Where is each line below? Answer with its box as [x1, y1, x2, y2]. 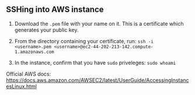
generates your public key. [14, 26, 79, 33]
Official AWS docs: [6, 70, 51, 78]
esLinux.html [6, 83, 37, 90]
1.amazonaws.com [14, 49, 54, 55]
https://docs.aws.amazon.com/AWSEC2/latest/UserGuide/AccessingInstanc [6, 76, 189, 83]
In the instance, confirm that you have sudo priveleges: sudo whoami [14, 59, 176, 66]
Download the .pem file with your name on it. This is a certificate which [14, 20, 184, 27]
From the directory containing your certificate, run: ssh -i [14, 37, 154, 44]
